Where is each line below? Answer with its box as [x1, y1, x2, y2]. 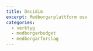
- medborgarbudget [11, 30, 57, 36]
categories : [6, 19, 35, 25]
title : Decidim [6, 8, 43, 15]
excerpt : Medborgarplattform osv [6, 14, 88, 20]
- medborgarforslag [11, 36, 59, 42]
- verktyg [11, 25, 35, 31]
